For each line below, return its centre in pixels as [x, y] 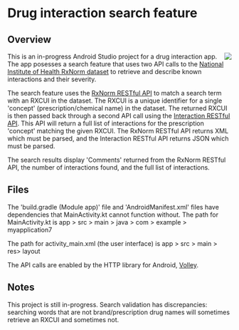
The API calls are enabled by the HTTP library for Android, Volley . [103, 264]
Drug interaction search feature [102, 13]
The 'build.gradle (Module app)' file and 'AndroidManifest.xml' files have [113, 207]
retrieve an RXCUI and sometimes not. [63, 319]
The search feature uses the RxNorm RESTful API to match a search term [115, 93]
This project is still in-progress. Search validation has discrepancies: [107, 304]
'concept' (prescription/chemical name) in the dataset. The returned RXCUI [117, 108]
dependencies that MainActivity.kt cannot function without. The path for [113, 215]
